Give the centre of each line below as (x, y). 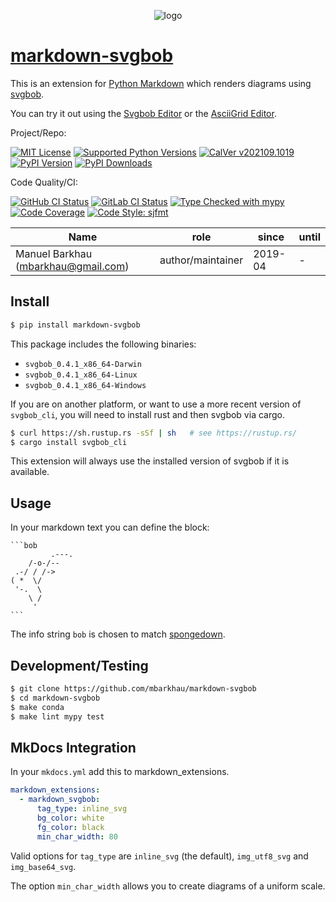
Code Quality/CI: (44, 182)
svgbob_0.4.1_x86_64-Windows (85, 385)
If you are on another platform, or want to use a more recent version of (156, 404)
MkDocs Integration (73, 747)
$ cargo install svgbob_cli (69, 442)
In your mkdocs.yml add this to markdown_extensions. (120, 772)
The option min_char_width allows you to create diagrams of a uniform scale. (168, 886)
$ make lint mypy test (57, 716)
